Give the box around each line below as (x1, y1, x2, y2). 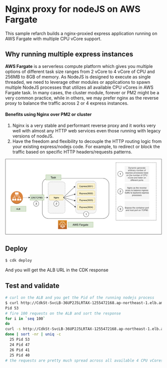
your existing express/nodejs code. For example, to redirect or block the (12, 143, 160, 149)
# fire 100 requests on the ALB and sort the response (5, 311, 121, 316)
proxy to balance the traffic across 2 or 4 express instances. (5, 100, 129, 106)
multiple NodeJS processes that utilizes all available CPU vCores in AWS (5, 84, 154, 90)
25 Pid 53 (9, 337, 30, 342)
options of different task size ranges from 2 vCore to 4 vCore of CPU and (5, 68, 155, 74)
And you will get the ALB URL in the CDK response (5, 267, 109, 273)
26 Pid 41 (9, 347, 30, 353)
